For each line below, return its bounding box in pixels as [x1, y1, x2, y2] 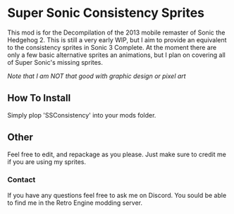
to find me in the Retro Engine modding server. [7, 199, 143, 207]
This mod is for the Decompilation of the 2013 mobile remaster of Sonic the [7, 28, 226, 37]
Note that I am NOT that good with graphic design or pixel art [7, 72, 186, 80]
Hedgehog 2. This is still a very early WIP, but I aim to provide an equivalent [7, 35, 227, 44]
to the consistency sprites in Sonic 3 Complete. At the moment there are [7, 43, 217, 51]
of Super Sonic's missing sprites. [7, 58, 104, 66]
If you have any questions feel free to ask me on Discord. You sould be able [7, 191, 227, 199]
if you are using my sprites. [7, 157, 87, 166]
